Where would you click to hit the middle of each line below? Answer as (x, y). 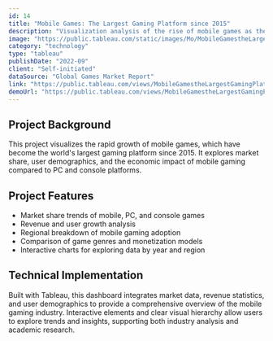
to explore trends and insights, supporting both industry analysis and (123, 321)
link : (17, 84)
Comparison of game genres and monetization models (111, 241)
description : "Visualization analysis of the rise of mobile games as (130, 31)
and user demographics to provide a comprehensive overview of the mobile (135, 304)
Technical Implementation (76, 275)
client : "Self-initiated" (52, 69)
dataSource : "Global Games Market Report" (81, 77)
